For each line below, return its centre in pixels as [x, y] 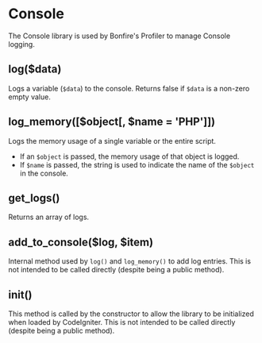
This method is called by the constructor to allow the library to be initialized [131, 314]
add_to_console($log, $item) [81, 242]
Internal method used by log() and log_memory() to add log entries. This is [130, 261]
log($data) [35, 69]
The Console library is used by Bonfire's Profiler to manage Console [119, 36]
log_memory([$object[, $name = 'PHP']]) [112, 122]
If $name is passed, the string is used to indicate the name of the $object [137, 164]
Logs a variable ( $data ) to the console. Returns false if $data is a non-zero [129, 88]
